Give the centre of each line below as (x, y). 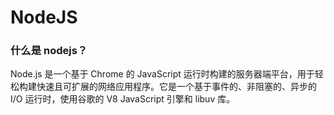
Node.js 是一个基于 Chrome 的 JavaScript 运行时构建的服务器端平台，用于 (162, 74)
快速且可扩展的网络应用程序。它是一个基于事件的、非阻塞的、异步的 (176, 87)
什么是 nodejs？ (49, 51)
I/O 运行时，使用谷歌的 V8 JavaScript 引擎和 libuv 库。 (123, 99)
